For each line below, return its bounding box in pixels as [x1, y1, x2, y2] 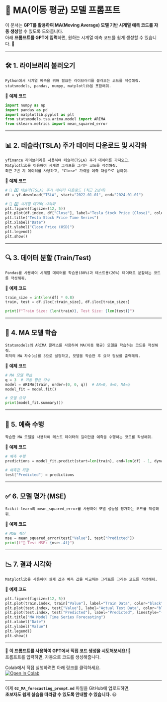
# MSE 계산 [5, 531, 26, 536]
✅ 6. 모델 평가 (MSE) [5, 492, 67, 500]
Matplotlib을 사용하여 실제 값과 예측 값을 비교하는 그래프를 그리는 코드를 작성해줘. [5, 577, 158, 582]
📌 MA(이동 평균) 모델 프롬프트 [5, 4, 121, 16]
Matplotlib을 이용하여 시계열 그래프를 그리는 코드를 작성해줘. [5, 163, 118, 168]
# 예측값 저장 [5, 467, 29, 472]
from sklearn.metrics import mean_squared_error [5, 121, 108, 126]
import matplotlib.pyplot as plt [5, 112, 75, 117]
